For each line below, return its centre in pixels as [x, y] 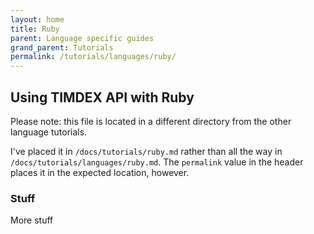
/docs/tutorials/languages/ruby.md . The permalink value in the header [157, 162]
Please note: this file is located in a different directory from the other [151, 121]
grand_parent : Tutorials [62, 47]
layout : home [37, 19]
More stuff [32, 220]
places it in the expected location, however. [100, 172]
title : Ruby [35, 29]
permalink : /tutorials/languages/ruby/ [93, 57]
